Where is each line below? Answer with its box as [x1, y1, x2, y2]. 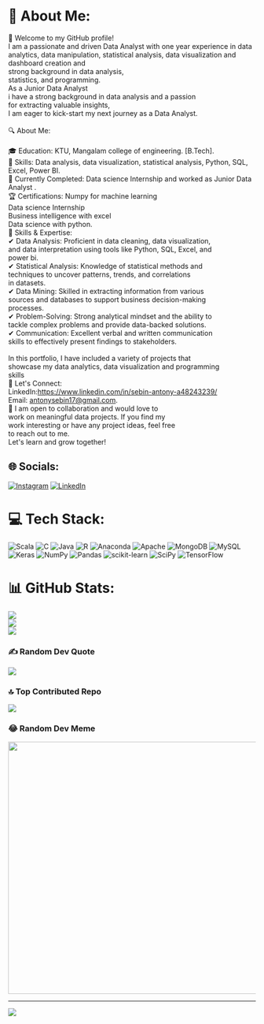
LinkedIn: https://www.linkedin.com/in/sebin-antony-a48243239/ [8, 386, 218, 397]
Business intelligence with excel [8, 210, 112, 220]
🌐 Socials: [8, 460, 60, 474]
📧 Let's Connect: [8, 378, 63, 388]
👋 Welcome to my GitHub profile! [8, 33, 114, 43]
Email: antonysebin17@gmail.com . [8, 395, 118, 404]
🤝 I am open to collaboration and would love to [8, 404, 159, 413]
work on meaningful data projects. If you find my [8, 411, 166, 421]
